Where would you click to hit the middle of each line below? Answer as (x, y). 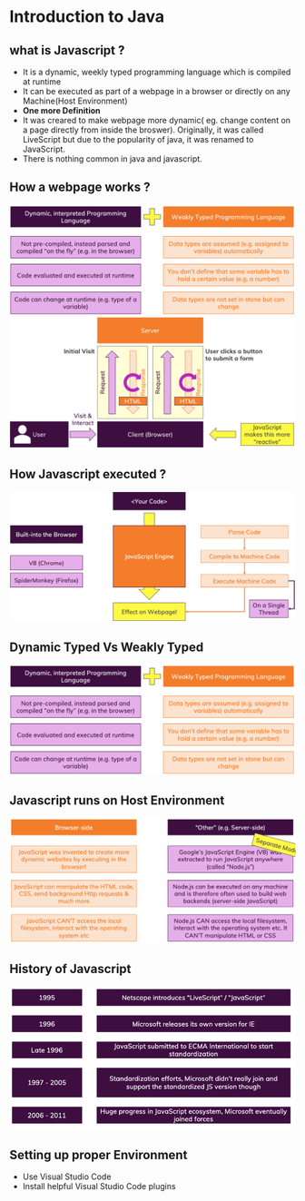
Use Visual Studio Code (67, 1176)
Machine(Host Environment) (75, 101)
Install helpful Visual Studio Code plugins (99, 1186)
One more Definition (61, 110)
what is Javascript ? (67, 50)
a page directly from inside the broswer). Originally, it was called (143, 130)
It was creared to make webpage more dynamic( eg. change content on (157, 120)
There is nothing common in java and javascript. (112, 159)
